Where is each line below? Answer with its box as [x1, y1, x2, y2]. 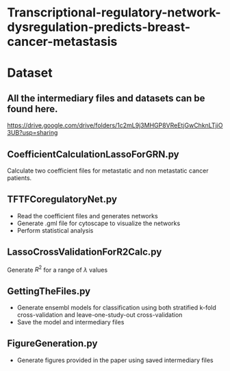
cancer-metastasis [7, 34, 118, 49]
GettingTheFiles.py [7, 285, 91, 297]
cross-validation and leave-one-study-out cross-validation [16, 311, 183, 319]
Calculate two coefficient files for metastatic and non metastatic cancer [7, 166, 209, 175]
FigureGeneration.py [7, 337, 98, 350]
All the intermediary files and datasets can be [7, 92, 205, 104]
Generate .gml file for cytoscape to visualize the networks [16, 219, 181, 227]
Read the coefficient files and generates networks [16, 212, 159, 220]
